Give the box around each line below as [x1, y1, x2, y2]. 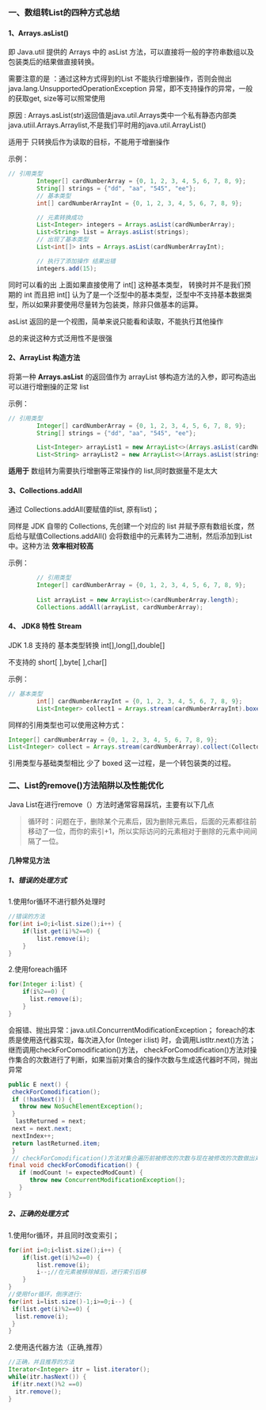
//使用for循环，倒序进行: [8, 1291, 83, 1298]
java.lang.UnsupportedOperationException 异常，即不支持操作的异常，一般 [8, 84, 253, 93]
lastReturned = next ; [15, 1117, 87, 1125]
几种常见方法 [8, 856, 50, 866]
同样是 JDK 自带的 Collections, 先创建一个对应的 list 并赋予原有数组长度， [8, 521, 248, 531]
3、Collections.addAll [8, 485, 82, 495]
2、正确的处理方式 [8, 1209, 69, 1219]
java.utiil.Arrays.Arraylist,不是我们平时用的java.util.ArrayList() [8, 120, 207, 130]
